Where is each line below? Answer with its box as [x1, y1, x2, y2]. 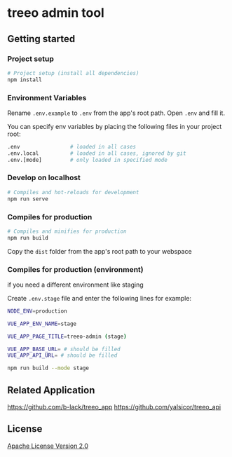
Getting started [7, 33, 76, 45]
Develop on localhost [7, 173, 81, 183]
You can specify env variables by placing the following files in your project [7, 122, 222, 130]
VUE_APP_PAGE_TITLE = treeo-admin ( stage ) [7, 333, 128, 340]
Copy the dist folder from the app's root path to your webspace [7, 247, 192, 255]
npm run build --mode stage [7, 364, 90, 372]
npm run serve [7, 195, 49, 203]
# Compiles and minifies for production [7, 228, 128, 235]
